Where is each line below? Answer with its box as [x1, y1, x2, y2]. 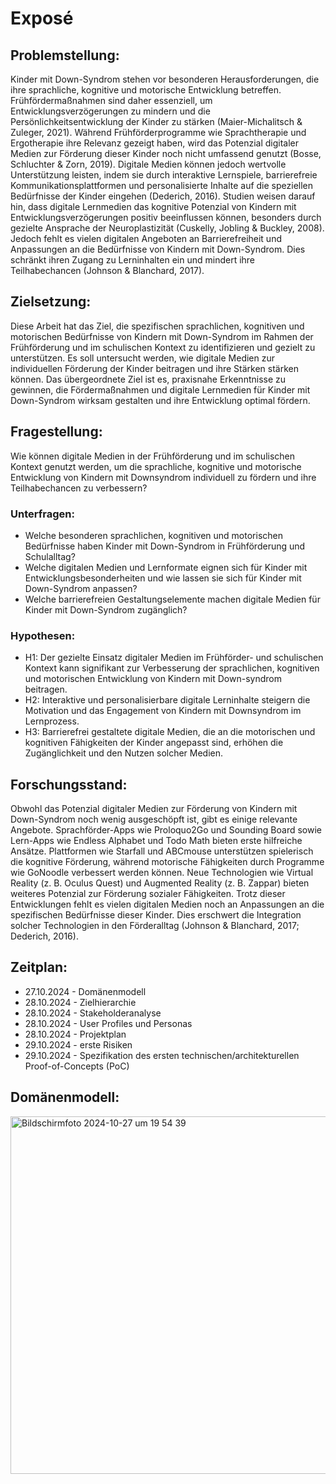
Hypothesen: [10, 628, 76, 642]
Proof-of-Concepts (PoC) [24, 1060, 130, 1072]
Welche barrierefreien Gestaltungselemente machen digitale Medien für [24, 593, 321, 605]
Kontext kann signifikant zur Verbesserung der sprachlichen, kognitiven [24, 662, 320, 674]
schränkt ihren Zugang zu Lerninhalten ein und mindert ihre [10, 254, 256, 266]
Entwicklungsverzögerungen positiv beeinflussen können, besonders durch [10, 212, 322, 223]
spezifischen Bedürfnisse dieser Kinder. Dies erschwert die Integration [10, 909, 302, 921]
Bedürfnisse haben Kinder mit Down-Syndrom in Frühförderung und [24, 540, 306, 552]
